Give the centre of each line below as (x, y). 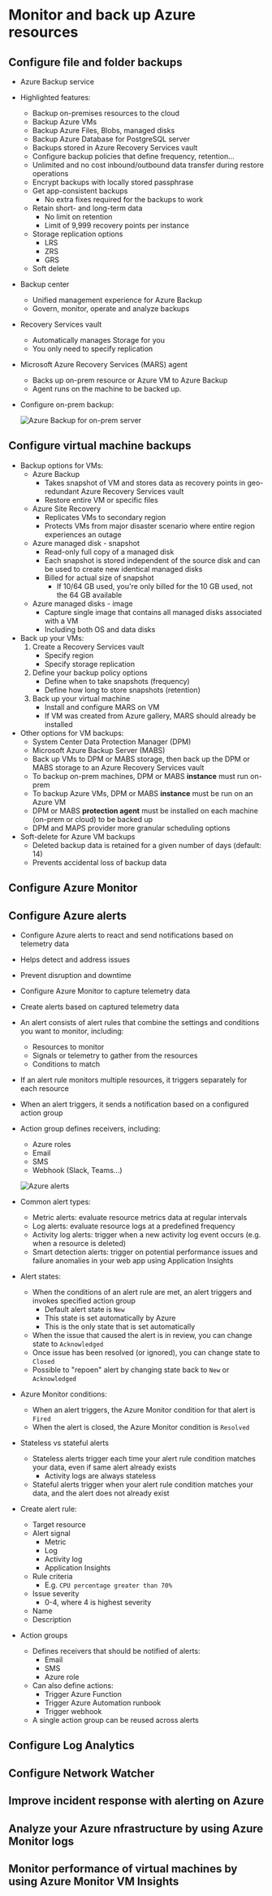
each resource (44, 1089)
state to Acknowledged (68, 1344)
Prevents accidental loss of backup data (99, 862)
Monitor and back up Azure (102, 15)
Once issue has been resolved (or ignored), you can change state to (146, 1353)
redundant (62, 491)
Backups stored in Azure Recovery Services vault (115, 147)
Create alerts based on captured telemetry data (100, 1007)
